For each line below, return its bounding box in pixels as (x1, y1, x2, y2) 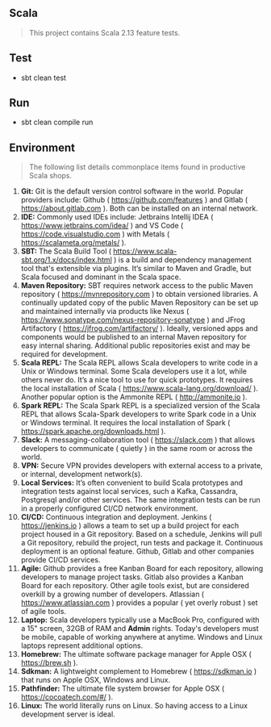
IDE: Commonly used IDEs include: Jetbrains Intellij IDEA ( (20, 212, 214, 222)
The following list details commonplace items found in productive (28, 162, 246, 172)
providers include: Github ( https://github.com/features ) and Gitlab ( (20, 195, 248, 205)
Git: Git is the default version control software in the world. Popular (20, 186, 244, 196)
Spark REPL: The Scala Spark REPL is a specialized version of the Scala (20, 401, 261, 411)
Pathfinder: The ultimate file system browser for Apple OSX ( (20, 683, 225, 693)
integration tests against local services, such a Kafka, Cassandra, (20, 487, 239, 496)
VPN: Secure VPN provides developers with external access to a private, (20, 461, 263, 470)
